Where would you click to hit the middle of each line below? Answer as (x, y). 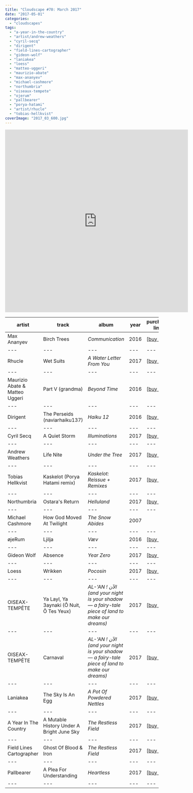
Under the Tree (105, 454)
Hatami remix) (59, 483)
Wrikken (53, 571)
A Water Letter (104, 358)
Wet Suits (54, 361)
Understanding (60, 775)
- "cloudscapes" (26, 23)
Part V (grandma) (63, 389)
